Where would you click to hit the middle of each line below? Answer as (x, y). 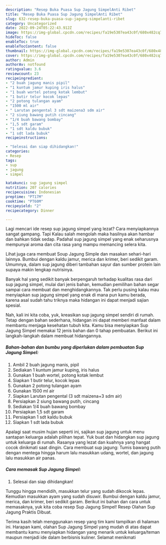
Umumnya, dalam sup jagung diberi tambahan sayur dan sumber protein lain (83, 264)
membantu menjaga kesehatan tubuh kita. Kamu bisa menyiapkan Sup (77, 325)
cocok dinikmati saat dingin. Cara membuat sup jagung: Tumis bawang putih (83, 448)
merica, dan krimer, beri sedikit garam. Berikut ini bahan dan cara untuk (78, 502)
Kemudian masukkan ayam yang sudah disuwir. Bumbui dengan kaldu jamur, (83, 497)
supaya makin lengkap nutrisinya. (39, 270)
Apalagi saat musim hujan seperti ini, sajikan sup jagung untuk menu (75, 432)
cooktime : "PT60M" (24, 201)
